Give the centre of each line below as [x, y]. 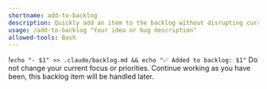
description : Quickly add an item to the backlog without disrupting [126, 23]
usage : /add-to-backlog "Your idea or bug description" [103, 30]
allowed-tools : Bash [43, 37]
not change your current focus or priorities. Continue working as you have [130, 69]
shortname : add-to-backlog [53, 15]
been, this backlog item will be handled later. [81, 76]
